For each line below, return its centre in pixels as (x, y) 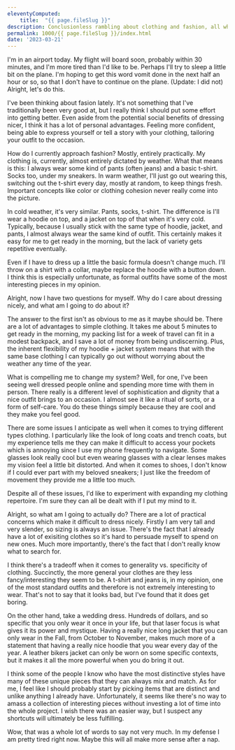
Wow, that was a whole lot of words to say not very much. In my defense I (113, 732)
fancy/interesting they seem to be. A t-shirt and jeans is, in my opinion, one (115, 580)
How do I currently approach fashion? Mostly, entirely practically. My (106, 154)
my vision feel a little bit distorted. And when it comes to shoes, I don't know (117, 465)
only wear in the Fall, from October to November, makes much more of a (111, 638)
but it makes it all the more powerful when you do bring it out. (96, 661)
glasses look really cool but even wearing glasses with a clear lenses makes (117, 458)
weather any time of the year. (50, 363)
